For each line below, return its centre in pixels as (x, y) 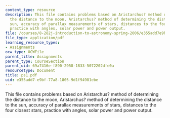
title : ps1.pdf (21, 75)
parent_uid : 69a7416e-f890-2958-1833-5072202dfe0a (60, 66)
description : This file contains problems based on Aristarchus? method (83, 15)
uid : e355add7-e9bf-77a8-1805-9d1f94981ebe (52, 80)
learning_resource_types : (32, 43)
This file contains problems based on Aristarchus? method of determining (82, 94)
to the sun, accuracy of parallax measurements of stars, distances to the (81, 105)
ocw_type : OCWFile (25, 52)
